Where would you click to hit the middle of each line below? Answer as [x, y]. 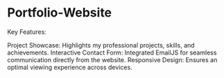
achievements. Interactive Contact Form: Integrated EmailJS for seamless [112, 52]
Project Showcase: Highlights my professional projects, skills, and [101, 45]
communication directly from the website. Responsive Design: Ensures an [112, 59]
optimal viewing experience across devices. [70, 67]
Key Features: [27, 32]
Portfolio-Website [60, 13]
